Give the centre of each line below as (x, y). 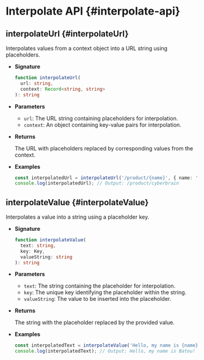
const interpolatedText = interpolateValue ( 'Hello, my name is (97, 345)
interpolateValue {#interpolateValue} (77, 202)
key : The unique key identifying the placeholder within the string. (105, 292)
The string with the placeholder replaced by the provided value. (94, 323)
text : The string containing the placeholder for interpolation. (100, 286)
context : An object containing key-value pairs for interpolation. (102, 125)
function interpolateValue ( (50, 240)
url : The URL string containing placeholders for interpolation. (101, 118)
